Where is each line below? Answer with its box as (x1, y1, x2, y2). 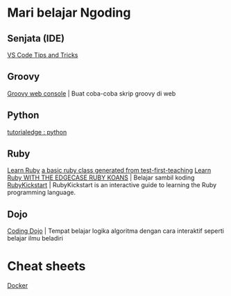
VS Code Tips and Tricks (7, 51, 78, 59)
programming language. (7, 189, 76, 197)
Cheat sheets (7, 259, 86, 275)
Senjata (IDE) (7, 33, 65, 44)
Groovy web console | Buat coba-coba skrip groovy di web (7, 89, 176, 98)
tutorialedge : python (7, 128, 67, 136)
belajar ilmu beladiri (7, 234, 64, 243)
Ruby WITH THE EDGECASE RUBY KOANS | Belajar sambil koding (7, 173, 195, 182)
